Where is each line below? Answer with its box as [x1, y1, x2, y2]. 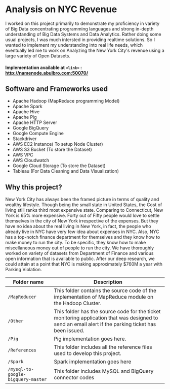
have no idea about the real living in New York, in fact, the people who [5, 223, 151, 230]
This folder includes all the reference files [54, 344, 153, 351]
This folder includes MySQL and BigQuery [54, 368, 154, 375]
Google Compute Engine [12, 131, 64, 137]
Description [93, 278, 123, 285]
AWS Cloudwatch [12, 157, 50, 164]
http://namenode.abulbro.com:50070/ [5, 70, 89, 76]
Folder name [13, 278, 44, 285]
